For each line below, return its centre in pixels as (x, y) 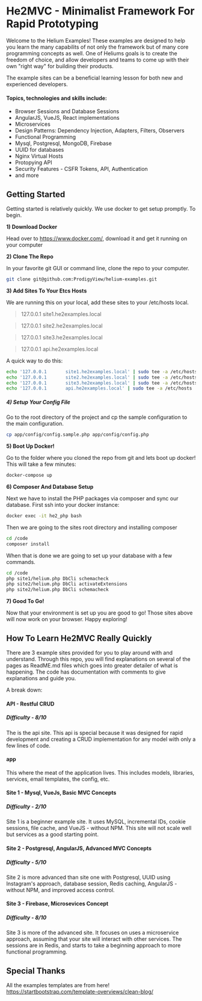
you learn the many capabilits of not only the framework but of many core (97, 47)
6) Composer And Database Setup (50, 487)
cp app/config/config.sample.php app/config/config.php (78, 435)
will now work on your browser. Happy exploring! (67, 619)
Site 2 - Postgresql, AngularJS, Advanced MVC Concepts (79, 848)
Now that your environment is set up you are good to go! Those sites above (99, 613)
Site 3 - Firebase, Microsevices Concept (57, 903)
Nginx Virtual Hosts (39, 156)
